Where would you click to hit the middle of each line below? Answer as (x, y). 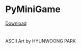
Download (16, 23)
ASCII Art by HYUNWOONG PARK (41, 41)
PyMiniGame (33, 9)
